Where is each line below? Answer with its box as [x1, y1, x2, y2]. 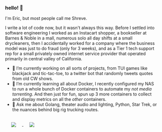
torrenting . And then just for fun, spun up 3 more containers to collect [12, 91, 152, 97]
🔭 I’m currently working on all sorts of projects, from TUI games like [12, 65, 147, 71]
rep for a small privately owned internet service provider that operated [5, 51, 146, 57]
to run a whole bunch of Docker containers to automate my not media [12, 86, 152, 92]
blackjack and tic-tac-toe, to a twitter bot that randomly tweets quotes [12, 71, 153, 76]
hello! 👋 [5, 4, 23, 11]
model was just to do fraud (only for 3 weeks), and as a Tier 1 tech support [5, 46, 155, 52]
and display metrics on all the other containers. [12, 96, 107, 102]
